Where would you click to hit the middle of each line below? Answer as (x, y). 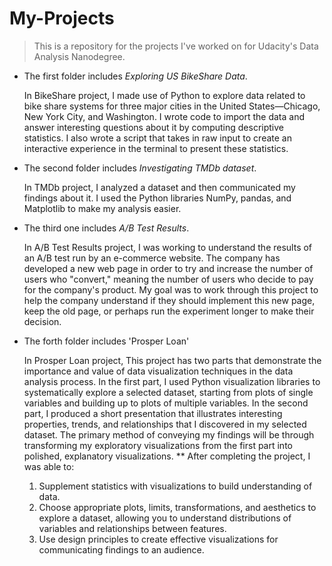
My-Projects (62, 18)
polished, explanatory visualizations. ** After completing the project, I (167, 456)
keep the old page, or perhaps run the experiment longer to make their (169, 311)
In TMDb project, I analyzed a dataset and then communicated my (159, 187)
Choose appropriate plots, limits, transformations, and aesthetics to (177, 507)
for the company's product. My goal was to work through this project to (171, 289)
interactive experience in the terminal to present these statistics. (156, 148)
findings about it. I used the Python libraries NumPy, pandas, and (157, 198)
